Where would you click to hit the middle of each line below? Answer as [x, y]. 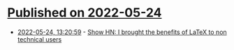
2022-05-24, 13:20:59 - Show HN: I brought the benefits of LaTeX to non [122, 32]
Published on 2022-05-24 [85, 13]
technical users [39, 39]
